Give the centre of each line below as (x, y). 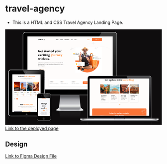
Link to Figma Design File (31, 156)
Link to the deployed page (32, 128)
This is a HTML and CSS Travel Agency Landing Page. (68, 22)
